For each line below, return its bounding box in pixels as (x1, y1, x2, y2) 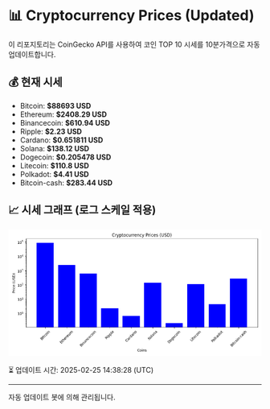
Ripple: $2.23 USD (19, 126, 83, 136)
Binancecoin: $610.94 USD (19, 118, 111, 127)
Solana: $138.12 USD (19, 143, 90, 153)
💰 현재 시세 (8, 76, 63, 89)
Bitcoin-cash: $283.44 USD (19, 178, 113, 188)
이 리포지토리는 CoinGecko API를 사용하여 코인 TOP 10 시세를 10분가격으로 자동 (8, 39, 260, 49)
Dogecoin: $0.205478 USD (19, 152, 112, 162)
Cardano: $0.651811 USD (19, 134, 104, 145)
